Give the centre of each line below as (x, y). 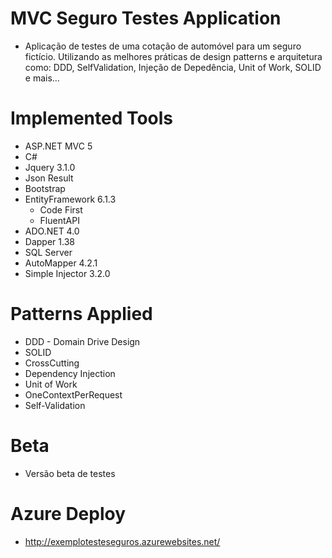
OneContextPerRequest (73, 394)
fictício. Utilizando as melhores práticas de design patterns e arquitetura (173, 56)
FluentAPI (59, 220)
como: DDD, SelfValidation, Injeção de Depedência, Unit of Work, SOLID (173, 67)
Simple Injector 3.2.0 (67, 273)
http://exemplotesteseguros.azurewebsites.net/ (122, 541)
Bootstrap (45, 188)
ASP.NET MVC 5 (58, 146)
